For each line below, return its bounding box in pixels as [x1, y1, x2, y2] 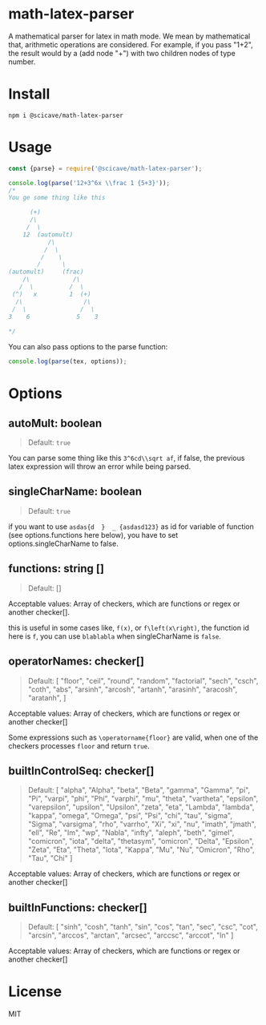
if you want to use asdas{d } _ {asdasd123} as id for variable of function [8, 522, 255, 531]
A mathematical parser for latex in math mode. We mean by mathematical [8, 31, 251, 41]
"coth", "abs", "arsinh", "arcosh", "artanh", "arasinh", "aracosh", [27, 684, 238, 694]
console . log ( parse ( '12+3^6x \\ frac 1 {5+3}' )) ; [8, 179, 171, 187]
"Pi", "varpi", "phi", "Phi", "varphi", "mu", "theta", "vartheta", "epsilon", [27, 794, 259, 804]
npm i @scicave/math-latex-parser [8, 111, 124, 119]
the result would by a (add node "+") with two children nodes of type [8, 48, 236, 58]
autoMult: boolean [8, 416, 103, 430]
